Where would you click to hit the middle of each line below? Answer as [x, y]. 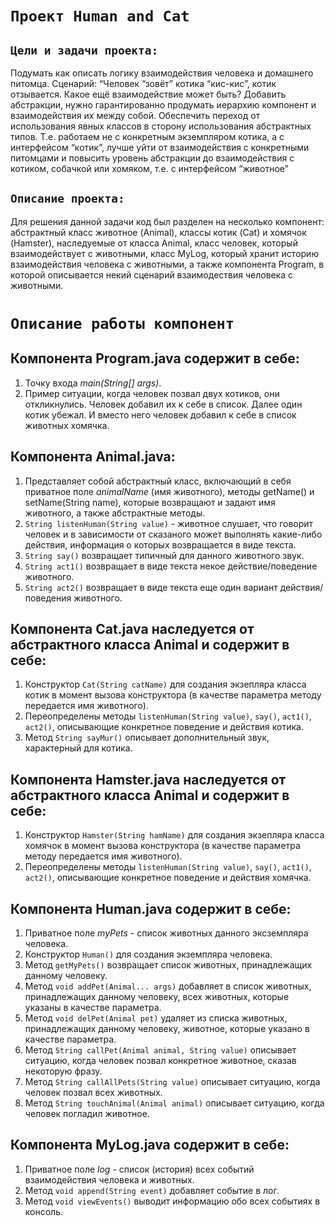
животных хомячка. [67, 425]
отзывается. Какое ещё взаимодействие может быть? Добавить [148, 94]
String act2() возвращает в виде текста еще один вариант [151, 587]
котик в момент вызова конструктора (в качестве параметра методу [173, 695]
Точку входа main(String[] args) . [93, 383]
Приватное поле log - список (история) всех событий [139, 1169]
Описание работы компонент [122, 324]
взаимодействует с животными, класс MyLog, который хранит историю [165, 253]
